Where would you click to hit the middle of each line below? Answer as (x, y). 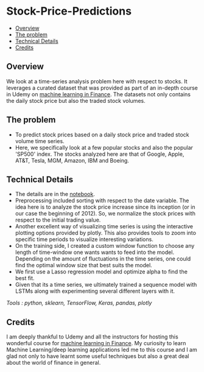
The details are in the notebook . (55, 194)
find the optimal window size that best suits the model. (83, 265)
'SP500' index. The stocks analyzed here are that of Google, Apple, (100, 154)
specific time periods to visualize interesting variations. (84, 239)
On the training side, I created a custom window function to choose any (105, 246)
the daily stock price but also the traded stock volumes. (76, 100)
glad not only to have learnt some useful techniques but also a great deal (98, 356)
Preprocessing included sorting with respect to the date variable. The (102, 201)
